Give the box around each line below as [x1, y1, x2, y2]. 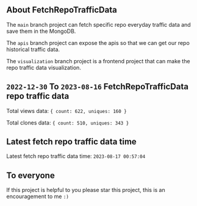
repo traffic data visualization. [6, 64, 81, 71]
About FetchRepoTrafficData [6, 5, 117, 15]
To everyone [6, 170, 55, 180]
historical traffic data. [6, 46, 60, 53]
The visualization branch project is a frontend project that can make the [6, 57, 190, 64]
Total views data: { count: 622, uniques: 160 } [6, 107, 127, 114]
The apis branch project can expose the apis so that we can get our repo [6, 39, 190, 46]
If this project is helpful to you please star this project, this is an [6, 187, 166, 194]
